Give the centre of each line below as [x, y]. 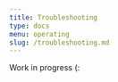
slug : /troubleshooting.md [59, 42]
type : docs [29, 26]
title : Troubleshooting [54, 17]
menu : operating [39, 34]
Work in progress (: [45, 68]
